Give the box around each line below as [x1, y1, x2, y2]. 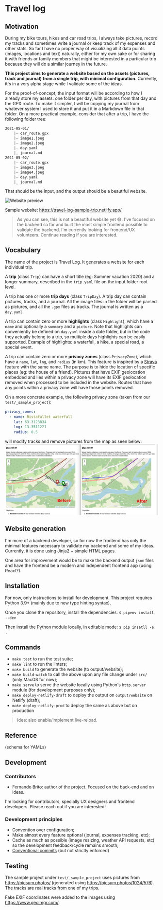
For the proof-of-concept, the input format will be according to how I [5, 91, 142, 96]
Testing [5, 862, 29, 870]
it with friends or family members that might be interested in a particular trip [5, 56, 157, 61]
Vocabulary [5, 246, 41, 255]
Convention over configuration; [12, 827, 75, 833]
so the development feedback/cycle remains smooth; [12, 842, 119, 848]
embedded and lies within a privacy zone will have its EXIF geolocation [5, 374, 147, 380]
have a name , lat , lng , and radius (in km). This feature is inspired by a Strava [5, 359, 157, 364]
